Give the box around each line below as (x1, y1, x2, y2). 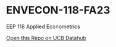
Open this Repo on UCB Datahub (6, 34, 87, 41)
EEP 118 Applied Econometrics (6, 23, 80, 30)
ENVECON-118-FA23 (6, 4, 110, 17)
